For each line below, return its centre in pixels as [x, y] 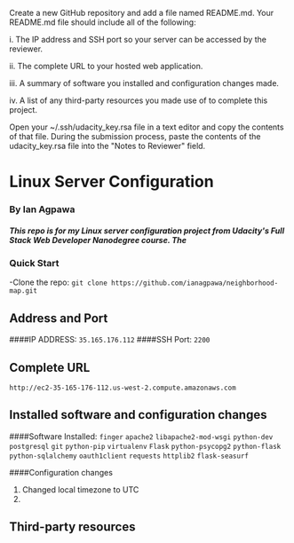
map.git [24, 291]
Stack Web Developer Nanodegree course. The [98, 240]
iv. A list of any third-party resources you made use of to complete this [139, 100]
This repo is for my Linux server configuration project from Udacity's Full [147, 231]
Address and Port [59, 318]
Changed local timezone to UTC [80, 489]
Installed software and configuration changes [138, 415]
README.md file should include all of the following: [103, 22]
